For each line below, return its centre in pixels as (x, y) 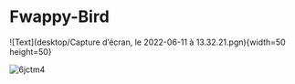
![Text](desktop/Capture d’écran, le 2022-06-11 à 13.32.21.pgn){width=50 (147, 42)
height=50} (31, 51)
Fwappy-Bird (59, 17)
